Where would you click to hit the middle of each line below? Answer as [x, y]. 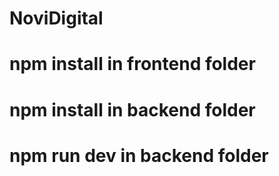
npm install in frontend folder [132, 64]
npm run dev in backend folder [139, 155]
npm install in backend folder [132, 109]
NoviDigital [56, 18]
